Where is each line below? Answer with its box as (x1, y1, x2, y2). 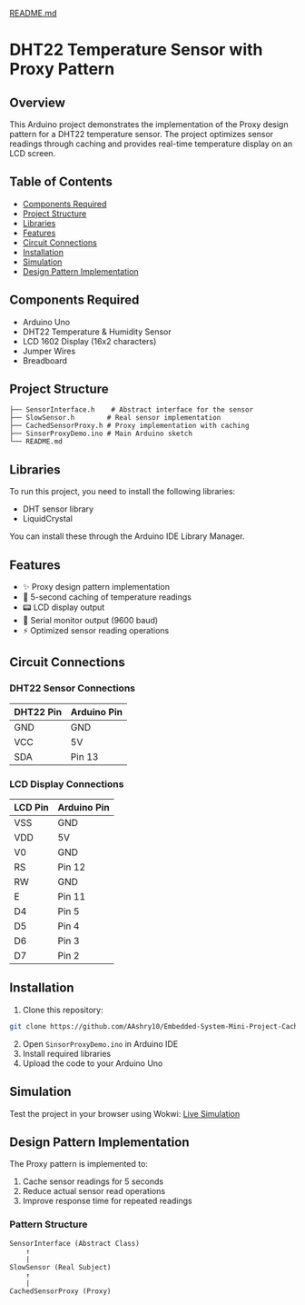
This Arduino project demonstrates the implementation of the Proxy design (9, 119, 289, 130)
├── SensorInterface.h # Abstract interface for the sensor (9, 405, 254, 414)
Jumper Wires (22, 345, 76, 356)
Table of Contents (9, 174, 113, 190)
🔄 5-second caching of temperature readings (22, 592, 192, 603)
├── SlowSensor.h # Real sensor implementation (9, 413, 221, 423)
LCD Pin (14, 802, 49, 814)
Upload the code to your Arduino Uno (22, 1058, 163, 1069)
